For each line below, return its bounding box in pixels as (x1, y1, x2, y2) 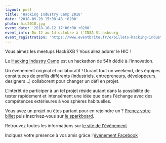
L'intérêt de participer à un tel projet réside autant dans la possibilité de (5, 88, 150, 94)
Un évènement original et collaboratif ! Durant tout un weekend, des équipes (5, 67, 161, 73)
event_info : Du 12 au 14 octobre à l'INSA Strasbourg (5, 30, 119, 35)
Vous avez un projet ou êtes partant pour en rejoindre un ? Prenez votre (5, 107, 151, 114)
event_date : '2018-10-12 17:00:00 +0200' (5, 26, 92, 31)
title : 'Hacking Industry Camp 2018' (5, 12, 83, 17)
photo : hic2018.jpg (5, 21, 45, 26)
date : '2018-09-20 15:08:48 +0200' (5, 16, 79, 21)
